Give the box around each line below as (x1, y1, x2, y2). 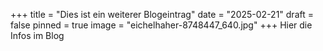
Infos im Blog (10, 30, 65, 41)
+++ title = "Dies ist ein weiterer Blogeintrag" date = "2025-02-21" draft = (10, 9, 314, 20)
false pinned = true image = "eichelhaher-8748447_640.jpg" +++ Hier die (10, 19, 313, 31)
